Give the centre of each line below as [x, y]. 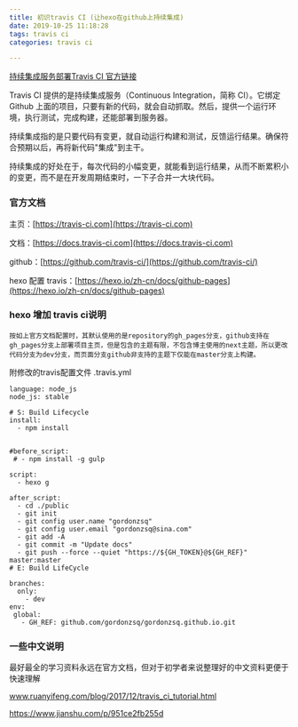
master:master [35, 560]
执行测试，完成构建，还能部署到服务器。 [98, 117]
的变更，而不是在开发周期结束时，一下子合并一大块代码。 [114, 178]
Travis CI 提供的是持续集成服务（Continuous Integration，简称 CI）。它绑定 [145, 95]
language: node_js [43, 389]
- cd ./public [43, 506]
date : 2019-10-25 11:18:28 [59, 26]
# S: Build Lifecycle [49, 412]
